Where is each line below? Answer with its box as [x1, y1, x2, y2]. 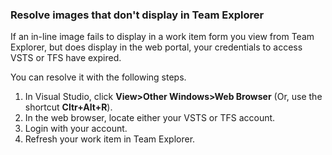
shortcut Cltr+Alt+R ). [24, 101, 113, 113]
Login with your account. [24, 123, 128, 135]
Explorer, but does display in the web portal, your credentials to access [10, 41, 303, 53]
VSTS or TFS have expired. [10, 52, 122, 64]
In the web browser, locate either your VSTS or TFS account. [24, 112, 276, 124]
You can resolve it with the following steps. [10, 71, 187, 83]
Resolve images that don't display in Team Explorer [10, 8, 265, 22]
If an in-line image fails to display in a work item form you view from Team [10, 31, 315, 43]
